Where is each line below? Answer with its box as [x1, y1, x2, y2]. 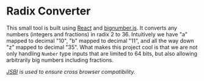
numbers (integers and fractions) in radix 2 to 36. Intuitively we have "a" [6, 30, 188, 37]
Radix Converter [6, 4, 91, 18]
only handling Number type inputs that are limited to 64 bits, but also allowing [6, 50, 197, 57]
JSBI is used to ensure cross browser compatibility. [6, 68, 136, 75]
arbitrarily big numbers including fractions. [6, 56, 114, 63]
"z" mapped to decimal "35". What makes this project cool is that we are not [6, 44, 198, 51]
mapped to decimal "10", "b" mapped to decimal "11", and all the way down [6, 37, 194, 44]
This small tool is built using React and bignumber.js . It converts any [6, 24, 177, 31]
